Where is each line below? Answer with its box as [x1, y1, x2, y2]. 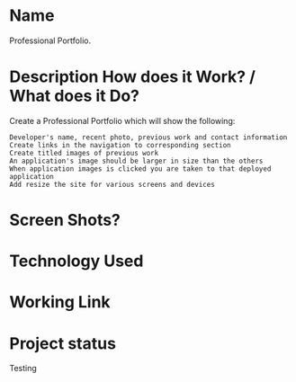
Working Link [9, 292, 111, 313]
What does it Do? [9, 86, 139, 106]
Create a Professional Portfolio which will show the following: [9, 115, 236, 126]
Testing [9, 363, 38, 374]
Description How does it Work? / [9, 67, 256, 87]
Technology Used [9, 251, 144, 271]
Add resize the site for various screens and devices [9, 180, 216, 189]
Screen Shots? [9, 210, 121, 230]
